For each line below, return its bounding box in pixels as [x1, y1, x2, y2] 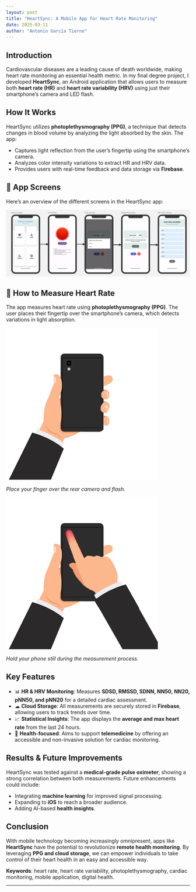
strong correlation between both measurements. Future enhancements [6, 775, 176, 782]
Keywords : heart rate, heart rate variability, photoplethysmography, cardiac [6, 867, 188, 874]
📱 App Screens [6, 182, 61, 192]
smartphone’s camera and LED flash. [6, 91, 94, 98]
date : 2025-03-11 [6, 22, 48, 27]
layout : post [6, 9, 38, 15]
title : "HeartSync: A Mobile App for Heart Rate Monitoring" [6, 15, 158, 22]
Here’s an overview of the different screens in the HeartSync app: [6, 198, 163, 205]
